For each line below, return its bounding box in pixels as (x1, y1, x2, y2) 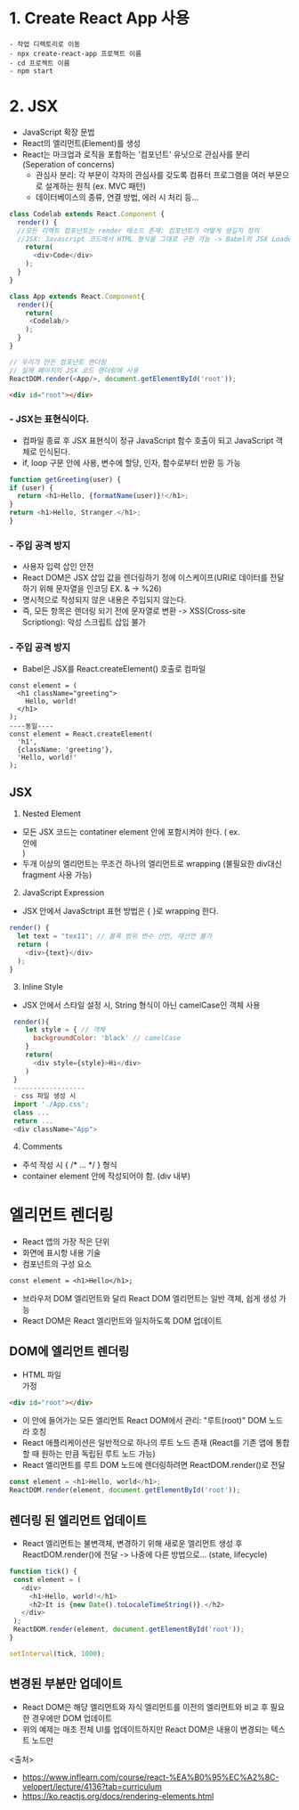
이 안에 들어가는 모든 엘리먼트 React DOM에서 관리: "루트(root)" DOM (21, 1415, 267, 1426)
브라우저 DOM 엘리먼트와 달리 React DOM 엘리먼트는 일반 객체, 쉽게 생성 (21, 1292, 278, 1303)
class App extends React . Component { (9, 291, 145, 301)
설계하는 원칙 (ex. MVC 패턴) (44, 180, 146, 192)
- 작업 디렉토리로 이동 (9, 39, 81, 49)
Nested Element (21, 808, 82, 819)
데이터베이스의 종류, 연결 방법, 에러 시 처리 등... (35, 192, 199, 202)
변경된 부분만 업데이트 (9, 1676, 123, 1692)
